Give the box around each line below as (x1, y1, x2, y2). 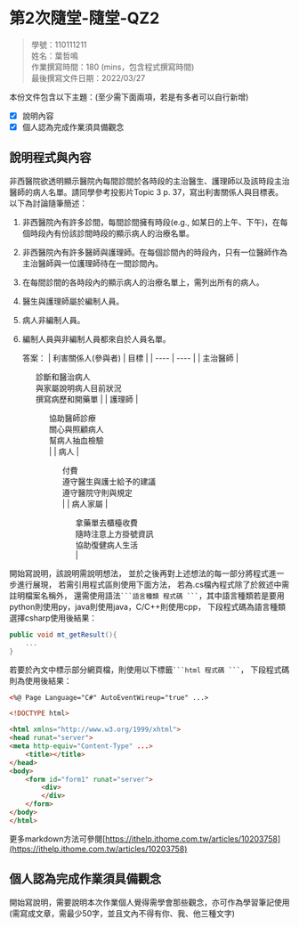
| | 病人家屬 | (61, 498, 109, 508)
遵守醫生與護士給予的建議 (61, 476, 157, 486)
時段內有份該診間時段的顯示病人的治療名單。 (29, 228, 194, 239)
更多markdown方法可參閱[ (9, 833, 106, 844)
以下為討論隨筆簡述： (9, 198, 87, 208)
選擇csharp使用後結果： (9, 612, 98, 623)
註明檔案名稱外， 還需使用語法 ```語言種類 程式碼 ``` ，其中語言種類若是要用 (9, 590, 285, 601)
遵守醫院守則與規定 (61, 487, 133, 498)
